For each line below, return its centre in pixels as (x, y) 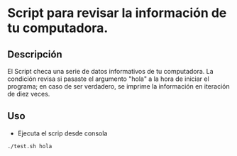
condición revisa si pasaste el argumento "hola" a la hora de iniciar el (108, 79)
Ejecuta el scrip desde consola (62, 133)
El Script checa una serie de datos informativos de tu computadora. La (111, 71)
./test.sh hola (30, 146)
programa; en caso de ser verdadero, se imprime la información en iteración (118, 86)
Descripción (35, 54)
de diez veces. (29, 94)
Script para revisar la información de (117, 13)
